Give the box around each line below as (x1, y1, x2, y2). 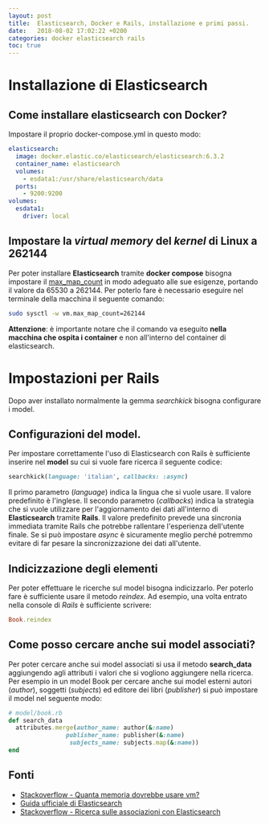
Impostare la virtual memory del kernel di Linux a (8, 235, 258, 248)
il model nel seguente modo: (8, 693, 103, 703)
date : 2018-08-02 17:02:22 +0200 (8, 27, 128, 35)
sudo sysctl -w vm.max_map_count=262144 (8, 309, 146, 317)
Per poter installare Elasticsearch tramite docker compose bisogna (8, 268, 232, 278)
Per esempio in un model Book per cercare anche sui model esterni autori (8, 676, 252, 686)
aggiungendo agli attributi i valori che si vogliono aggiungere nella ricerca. (8, 667, 254, 677)
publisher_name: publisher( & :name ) (65, 732, 185, 740)
